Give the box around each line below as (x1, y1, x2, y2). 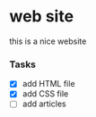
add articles (22, 98, 66, 109)
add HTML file (22, 79, 75, 89)
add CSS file (22, 88, 69, 99)
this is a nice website (9, 36, 87, 46)
